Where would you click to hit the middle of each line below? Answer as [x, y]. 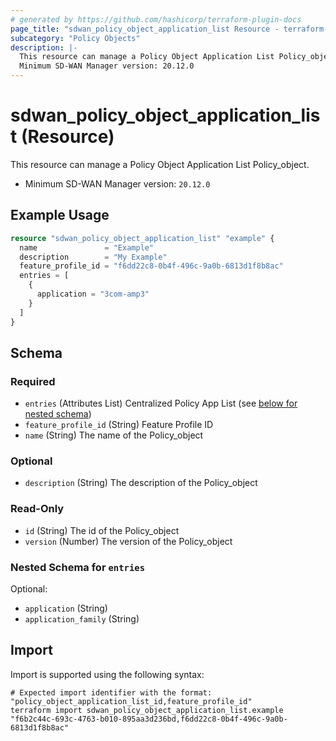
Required [33, 381]
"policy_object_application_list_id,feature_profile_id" [131, 701]
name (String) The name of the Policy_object [114, 435]
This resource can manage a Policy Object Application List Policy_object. [160, 164]
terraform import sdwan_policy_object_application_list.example [147, 710]
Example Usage [60, 215]
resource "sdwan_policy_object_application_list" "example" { [142, 238]
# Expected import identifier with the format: [111, 692]
